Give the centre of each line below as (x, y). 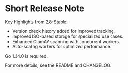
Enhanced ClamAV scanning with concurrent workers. (66, 41)
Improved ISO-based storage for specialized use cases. (68, 36)
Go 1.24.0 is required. (26, 56)
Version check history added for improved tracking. (64, 31)
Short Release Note (45, 8)
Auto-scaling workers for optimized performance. (62, 46)
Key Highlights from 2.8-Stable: (36, 22)
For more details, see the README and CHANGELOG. (58, 65)
